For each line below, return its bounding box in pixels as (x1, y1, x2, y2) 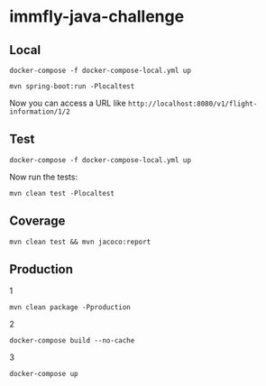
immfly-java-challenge (9, 6, 185, 27)
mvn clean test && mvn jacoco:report (9, 237, 151, 246)
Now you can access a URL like (9, 97, 126, 108)
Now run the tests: (9, 171, 78, 182)
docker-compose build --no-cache (9, 336, 135, 345)
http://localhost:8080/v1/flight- (127, 99, 258, 108)
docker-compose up (9, 370, 78, 379)
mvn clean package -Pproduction (9, 303, 131, 312)
